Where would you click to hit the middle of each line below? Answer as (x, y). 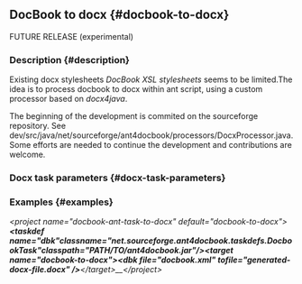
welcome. (27, 155)
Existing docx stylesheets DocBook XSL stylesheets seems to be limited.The (151, 79)
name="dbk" (35, 241)
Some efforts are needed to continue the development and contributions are (151, 145)
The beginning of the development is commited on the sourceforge (134, 116)
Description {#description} (70, 60)
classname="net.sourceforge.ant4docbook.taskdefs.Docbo (176, 241)
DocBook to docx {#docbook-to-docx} (119, 15)
